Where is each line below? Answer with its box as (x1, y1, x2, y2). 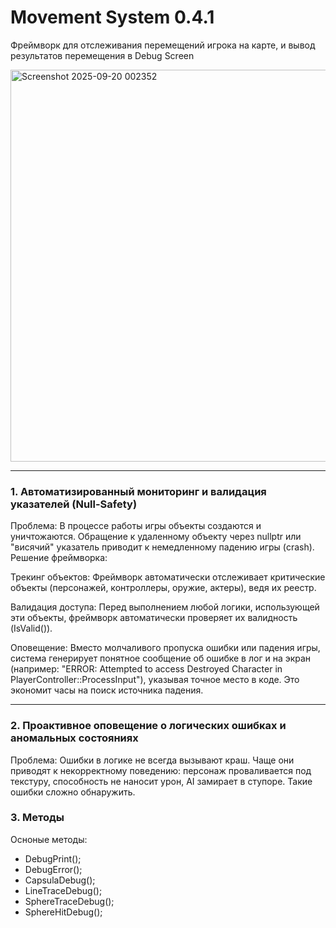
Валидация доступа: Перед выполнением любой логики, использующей (10, 601, 320, 613)
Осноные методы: (10, 833, 88, 845)
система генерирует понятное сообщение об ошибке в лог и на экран (10, 652, 312, 665)
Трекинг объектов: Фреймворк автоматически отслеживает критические (10, 571, 326, 583)
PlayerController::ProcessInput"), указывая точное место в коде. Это (10, 674, 300, 686)
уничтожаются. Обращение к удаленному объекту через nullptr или (10, 531, 302, 543)
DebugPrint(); (24, 852, 82, 865)
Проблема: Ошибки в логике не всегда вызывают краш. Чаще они (10, 754, 295, 766)
